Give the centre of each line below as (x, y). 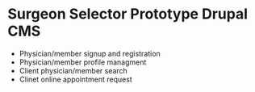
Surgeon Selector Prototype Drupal (127, 14)
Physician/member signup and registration (90, 53)
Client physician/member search (73, 70)
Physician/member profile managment (83, 62)
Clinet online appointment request (75, 79)
